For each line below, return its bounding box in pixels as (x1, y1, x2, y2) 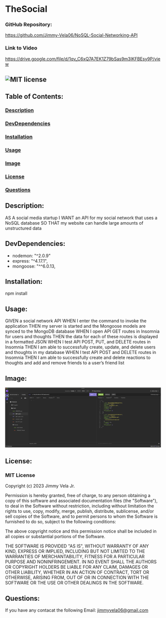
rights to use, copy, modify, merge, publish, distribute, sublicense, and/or (5, 508, 154, 514)
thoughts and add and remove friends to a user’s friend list (5, 360, 124, 366)
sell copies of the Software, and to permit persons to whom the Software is (5, 513, 158, 519)
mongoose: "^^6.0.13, (12, 263, 56, 269)
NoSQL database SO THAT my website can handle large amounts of (5, 220, 144, 226)
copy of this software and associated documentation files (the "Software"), (5, 498, 158, 504)
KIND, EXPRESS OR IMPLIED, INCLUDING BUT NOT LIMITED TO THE (5, 548, 145, 554)
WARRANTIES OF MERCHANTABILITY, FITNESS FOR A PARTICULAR (5, 554, 145, 560)
